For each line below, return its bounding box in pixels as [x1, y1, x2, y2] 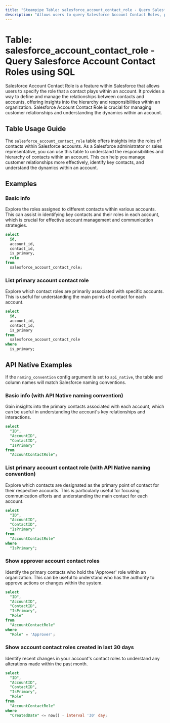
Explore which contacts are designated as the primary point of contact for [5, 482, 159, 488]
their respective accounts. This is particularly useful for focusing [5, 487, 140, 493]
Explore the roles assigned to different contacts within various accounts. [5, 206, 156, 212]
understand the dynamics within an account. [5, 165, 98, 171]
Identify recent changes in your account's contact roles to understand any [5, 655, 160, 661]
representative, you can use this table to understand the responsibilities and [5, 149, 163, 155]
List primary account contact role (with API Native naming [5, 464, 151, 471]
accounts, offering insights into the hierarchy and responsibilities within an [5, 99, 160, 105]
